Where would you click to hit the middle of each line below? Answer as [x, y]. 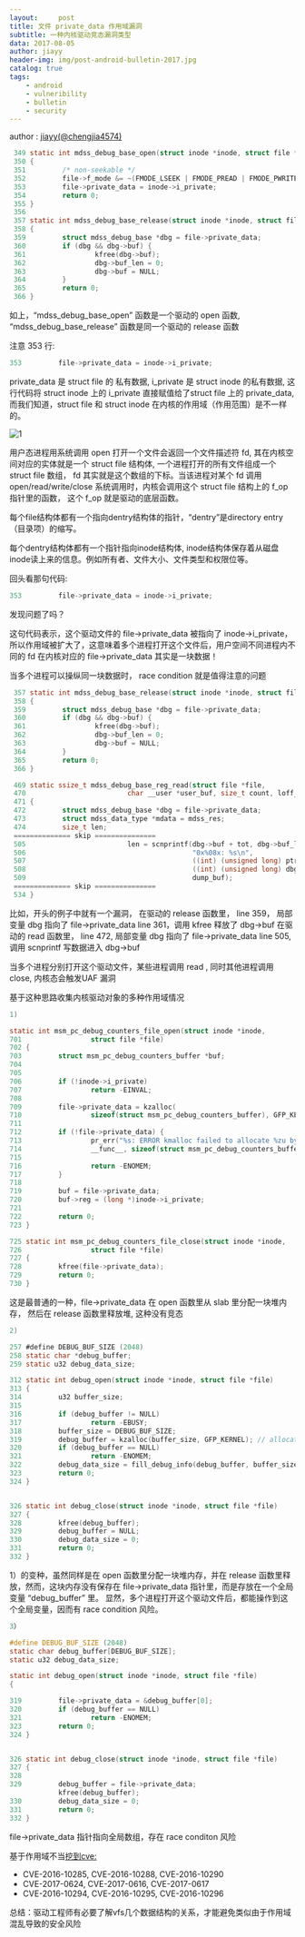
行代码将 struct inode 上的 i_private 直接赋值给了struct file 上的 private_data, [152, 392]
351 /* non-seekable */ [74, 170]
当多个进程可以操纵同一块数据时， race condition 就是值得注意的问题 [138, 675]
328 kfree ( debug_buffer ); [75, 1523]
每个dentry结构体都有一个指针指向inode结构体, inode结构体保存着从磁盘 [144, 548]
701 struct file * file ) [87, 1039]
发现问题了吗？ [37, 614]
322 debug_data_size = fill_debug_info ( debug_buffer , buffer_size [154, 1465]
